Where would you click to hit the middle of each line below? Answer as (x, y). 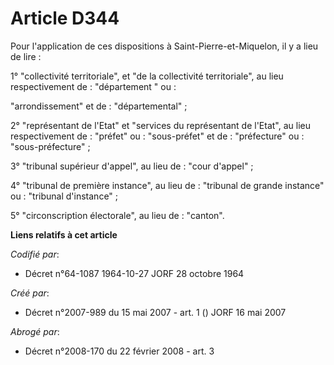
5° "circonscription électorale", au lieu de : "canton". (117, 215)
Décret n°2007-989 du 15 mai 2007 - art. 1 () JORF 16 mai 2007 (155, 312)
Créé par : (30, 293)
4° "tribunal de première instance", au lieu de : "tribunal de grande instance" (167, 185)
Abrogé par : (35, 331)
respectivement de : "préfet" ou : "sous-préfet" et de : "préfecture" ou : (157, 136)
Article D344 (65, 18)
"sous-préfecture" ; (50, 146)
